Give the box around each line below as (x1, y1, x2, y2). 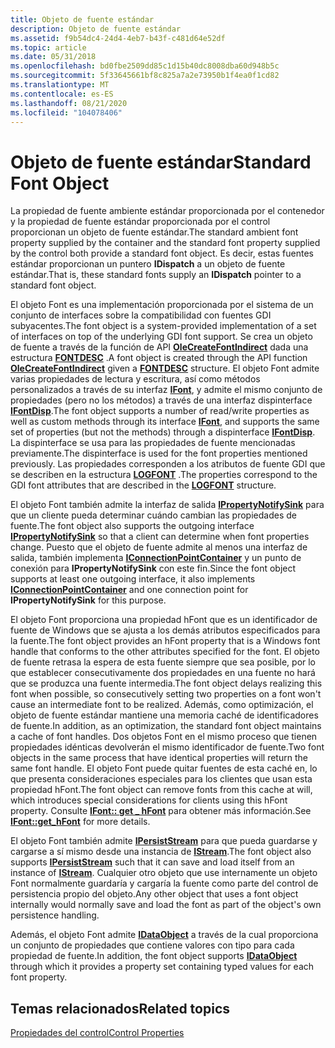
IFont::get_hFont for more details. (10, 816, 151, 828)
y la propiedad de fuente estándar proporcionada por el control (10, 216, 271, 228)
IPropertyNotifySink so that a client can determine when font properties (10, 531, 310, 543)
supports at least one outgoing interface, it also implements (10, 573, 256, 585)
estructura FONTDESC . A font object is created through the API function (10, 352, 308, 364)
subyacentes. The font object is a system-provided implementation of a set (10, 320, 317, 332)
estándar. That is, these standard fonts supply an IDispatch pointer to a (10, 269, 302, 281)
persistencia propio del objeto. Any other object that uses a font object (10, 888, 299, 900)
